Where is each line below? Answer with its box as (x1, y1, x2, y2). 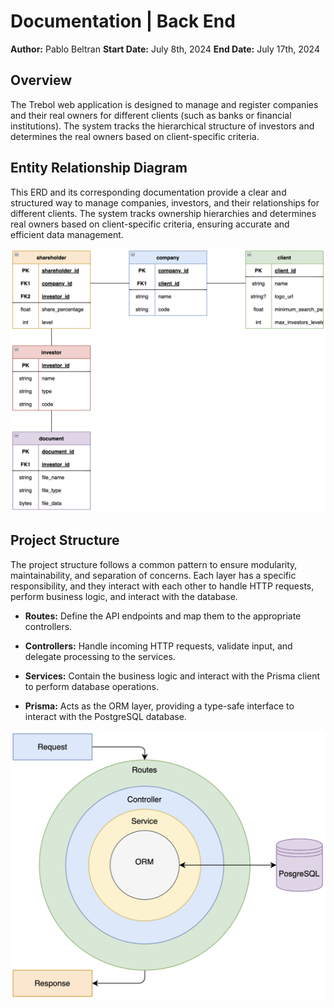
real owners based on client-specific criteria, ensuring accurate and (10, 218, 290, 230)
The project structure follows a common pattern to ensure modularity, (10, 558, 298, 570)
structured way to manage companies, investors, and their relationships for (10, 196, 320, 209)
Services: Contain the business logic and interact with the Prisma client (24, 670, 321, 682)
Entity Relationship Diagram (10, 160, 188, 177)
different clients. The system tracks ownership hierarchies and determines (10, 207, 317, 219)
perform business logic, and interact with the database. (10, 590, 238, 602)
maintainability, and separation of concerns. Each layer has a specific (10, 569, 297, 581)
